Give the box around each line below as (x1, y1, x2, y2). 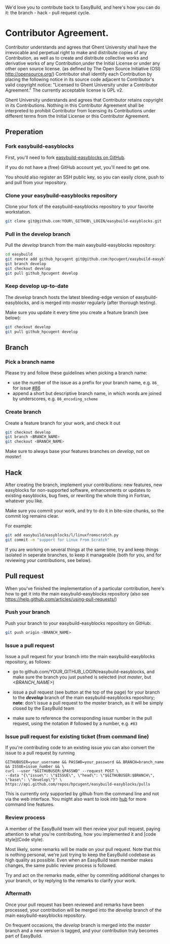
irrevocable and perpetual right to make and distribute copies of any (5, 49, 147, 55)
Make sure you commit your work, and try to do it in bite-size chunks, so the (5, 507, 164, 513)
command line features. (5, 801, 55, 807)
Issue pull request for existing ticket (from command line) (5, 733, 149, 740)
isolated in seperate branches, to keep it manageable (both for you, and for (5, 551, 162, 558)
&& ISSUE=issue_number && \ (5, 764, 65, 769)
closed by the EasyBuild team (12, 705, 74, 711)
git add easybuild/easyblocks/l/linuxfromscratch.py (5, 532, 119, 538)
